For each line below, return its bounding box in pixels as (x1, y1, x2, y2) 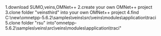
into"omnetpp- (46, 20, 77, 26)
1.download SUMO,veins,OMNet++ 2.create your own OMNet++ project (5, 4, 152, 10)
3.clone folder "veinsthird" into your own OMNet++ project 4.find (5, 9, 139, 15)
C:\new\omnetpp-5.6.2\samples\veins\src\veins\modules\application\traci (5, 15, 156, 20)
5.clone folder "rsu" (5, 20, 46, 26)
